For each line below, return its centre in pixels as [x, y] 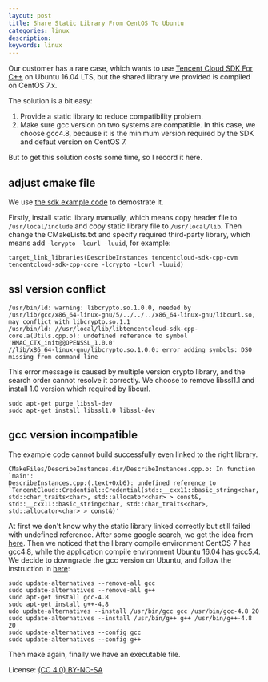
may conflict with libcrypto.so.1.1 [69, 321]
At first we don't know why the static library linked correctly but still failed [130, 526]
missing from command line [53, 357]
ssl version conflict [57, 289]
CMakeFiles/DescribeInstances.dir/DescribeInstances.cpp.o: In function [132, 469]
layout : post [30, 16]
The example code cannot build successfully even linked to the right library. [133, 454]
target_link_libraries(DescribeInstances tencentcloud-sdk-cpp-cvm [123, 257]
